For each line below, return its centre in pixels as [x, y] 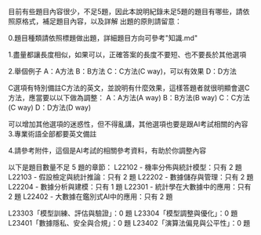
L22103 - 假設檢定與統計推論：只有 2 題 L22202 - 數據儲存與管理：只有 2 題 [131, 177]
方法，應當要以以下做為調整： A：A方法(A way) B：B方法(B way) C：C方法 [129, 98]
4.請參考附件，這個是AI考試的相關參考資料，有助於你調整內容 [107, 150]
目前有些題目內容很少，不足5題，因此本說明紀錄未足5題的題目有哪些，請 [125, 11]
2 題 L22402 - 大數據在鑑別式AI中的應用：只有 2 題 [91, 197]
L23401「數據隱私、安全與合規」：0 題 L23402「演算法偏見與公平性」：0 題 [129, 223]
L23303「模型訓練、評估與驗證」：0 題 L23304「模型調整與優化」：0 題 [123, 213]
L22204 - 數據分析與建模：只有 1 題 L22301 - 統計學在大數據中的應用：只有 [130, 187]
